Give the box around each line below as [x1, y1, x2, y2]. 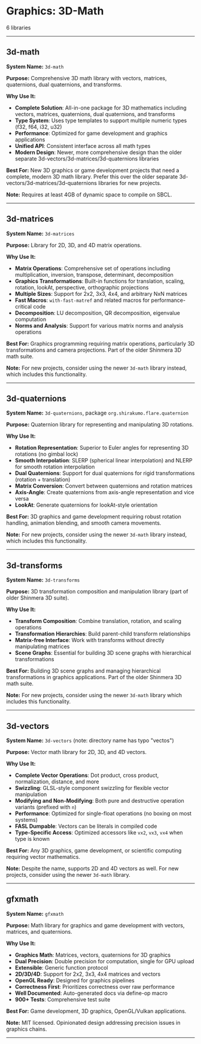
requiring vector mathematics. [6, 854, 81, 860]
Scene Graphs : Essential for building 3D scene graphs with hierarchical [14, 649, 191, 656]
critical [14, 302, 32, 310]
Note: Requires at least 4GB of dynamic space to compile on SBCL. [6, 190, 172, 198]
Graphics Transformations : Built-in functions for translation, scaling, [14, 277, 185, 285]
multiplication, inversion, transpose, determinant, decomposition [14, 271, 173, 278]
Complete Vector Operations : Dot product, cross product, [14, 771, 159, 779]
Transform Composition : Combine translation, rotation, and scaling [14, 618, 181, 625]
